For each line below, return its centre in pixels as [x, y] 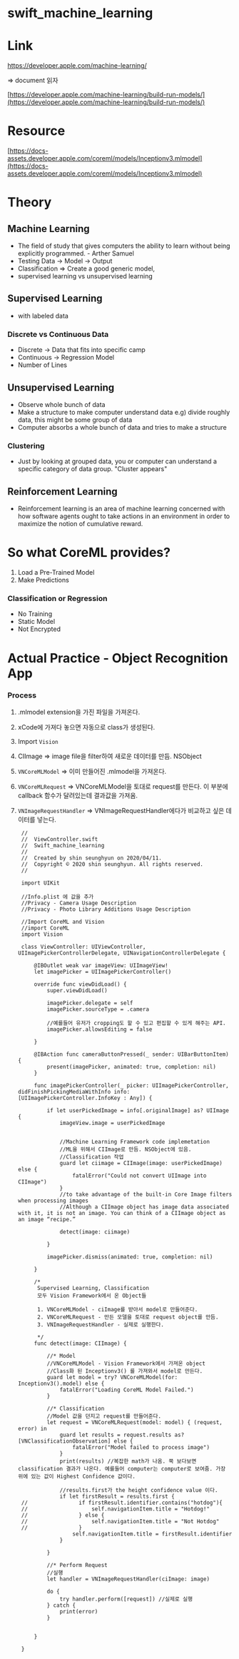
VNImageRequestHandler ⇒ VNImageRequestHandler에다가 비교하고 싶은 [121, 810]
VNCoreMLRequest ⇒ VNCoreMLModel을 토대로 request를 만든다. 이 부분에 [123, 786]
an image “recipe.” [47, 1219]
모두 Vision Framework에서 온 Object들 [92, 1296]
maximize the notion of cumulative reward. [80, 524]
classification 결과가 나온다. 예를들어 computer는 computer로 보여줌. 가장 [122, 1468]
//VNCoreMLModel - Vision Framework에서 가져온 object [126, 1363]
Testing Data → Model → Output [65, 261]
